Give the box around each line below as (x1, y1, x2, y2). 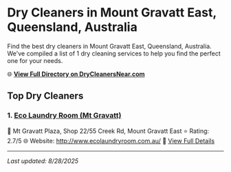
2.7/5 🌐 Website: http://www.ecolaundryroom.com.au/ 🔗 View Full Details (7, 136, 215, 145)
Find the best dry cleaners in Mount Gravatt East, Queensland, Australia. (7, 42, 212, 50)
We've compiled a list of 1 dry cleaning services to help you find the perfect (7, 49, 221, 58)
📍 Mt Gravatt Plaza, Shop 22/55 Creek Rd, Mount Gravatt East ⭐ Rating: (7, 127, 210, 135)
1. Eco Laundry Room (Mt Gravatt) (7, 111, 122, 121)
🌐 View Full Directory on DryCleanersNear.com (7, 70, 146, 78)
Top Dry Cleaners (7, 90, 84, 102)
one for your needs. (7, 56, 63, 64)
